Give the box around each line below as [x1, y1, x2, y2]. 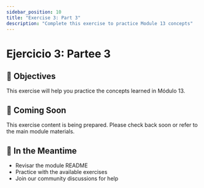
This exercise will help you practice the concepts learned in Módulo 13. [6, 87, 186, 95]
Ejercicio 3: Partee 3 [6, 47, 111, 61]
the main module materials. [6, 128, 75, 135]
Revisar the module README [15, 162, 88, 169]
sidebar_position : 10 [6, 9, 62, 15]
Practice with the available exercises [15, 168, 108, 175]
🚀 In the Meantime [6, 145, 77, 156]
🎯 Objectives [6, 71, 56, 81]
